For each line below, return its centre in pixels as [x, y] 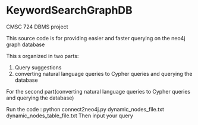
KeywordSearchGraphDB [69, 10]
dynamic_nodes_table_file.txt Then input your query [70, 116]
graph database [26, 44]
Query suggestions [38, 67]
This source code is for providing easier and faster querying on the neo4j [96, 38]
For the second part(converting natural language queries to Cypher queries [98, 91]
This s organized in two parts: [43, 56]
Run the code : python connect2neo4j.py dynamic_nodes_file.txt [85, 109]
